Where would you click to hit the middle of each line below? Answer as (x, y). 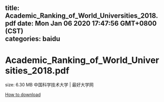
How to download (23, 95)
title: (12, 8)
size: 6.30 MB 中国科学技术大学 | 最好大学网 (49, 85)
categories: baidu (33, 39)
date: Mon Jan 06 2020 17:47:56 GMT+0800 (87, 23)
